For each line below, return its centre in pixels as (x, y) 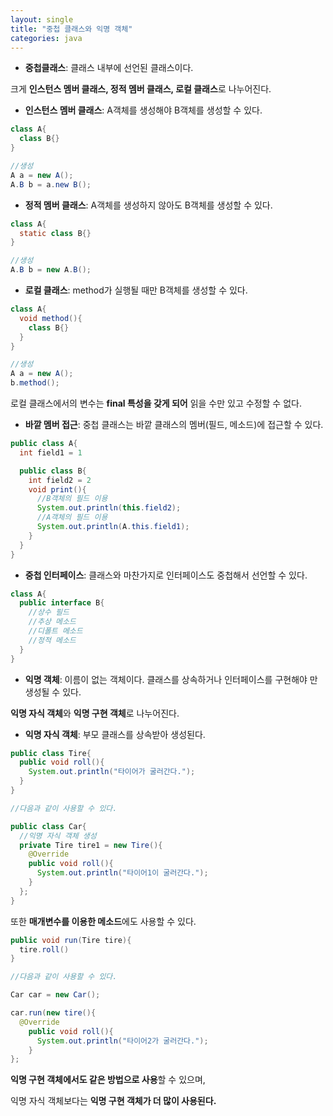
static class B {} (55, 233)
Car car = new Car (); (55, 995)
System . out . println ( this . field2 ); (109, 508)
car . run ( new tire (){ (53, 1013)
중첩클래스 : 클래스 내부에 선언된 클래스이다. (109, 68)
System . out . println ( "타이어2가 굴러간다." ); (122, 1041)
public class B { (53, 471)
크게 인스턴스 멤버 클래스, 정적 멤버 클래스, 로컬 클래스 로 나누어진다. (141, 89)
